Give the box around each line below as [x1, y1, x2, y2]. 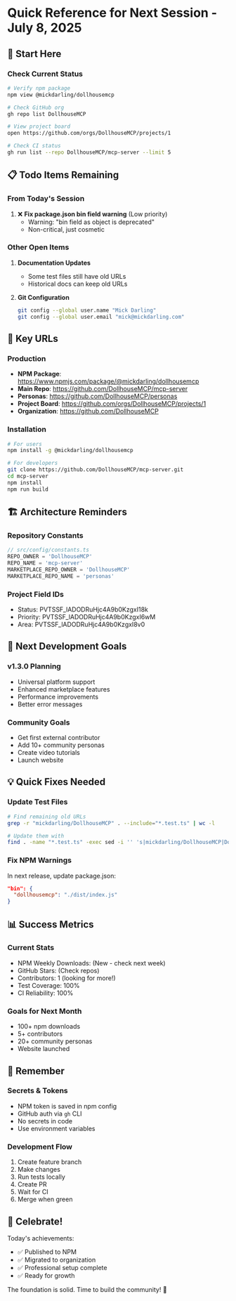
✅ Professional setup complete [17, 1263, 107, 1272]
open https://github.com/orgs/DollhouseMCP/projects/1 [7, 130, 171, 137]
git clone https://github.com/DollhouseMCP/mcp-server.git [7, 466, 184, 473]
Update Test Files [7, 797, 68, 807]
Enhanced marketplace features [17, 685, 110, 693]
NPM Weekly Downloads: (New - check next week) [17, 958, 166, 967]
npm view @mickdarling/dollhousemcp [7, 91, 114, 98]
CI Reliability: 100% [17, 989, 74, 997]
